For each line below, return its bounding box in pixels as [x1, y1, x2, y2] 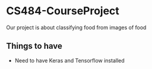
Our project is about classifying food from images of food [6, 24, 147, 31]
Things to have [6, 41, 62, 51]
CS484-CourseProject [6, 4, 120, 18]
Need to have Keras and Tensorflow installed [14, 57, 125, 64]
